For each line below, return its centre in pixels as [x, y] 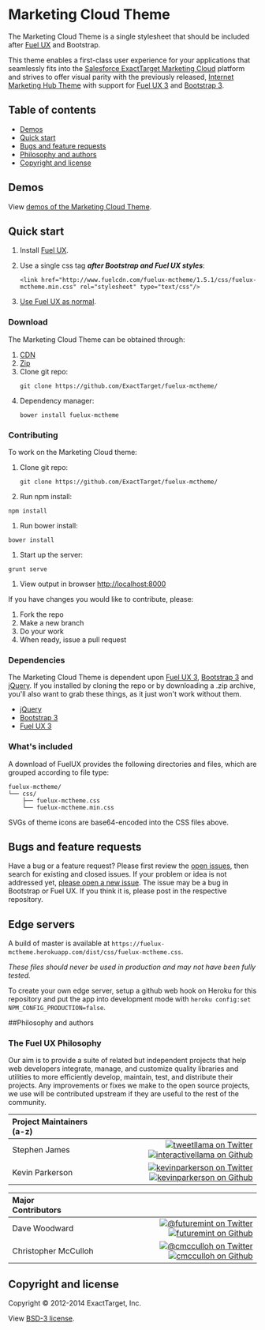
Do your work [42, 631]
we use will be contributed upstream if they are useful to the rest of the [123, 1094]
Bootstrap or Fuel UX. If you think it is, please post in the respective [118, 891]
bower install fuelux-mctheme [69, 415]
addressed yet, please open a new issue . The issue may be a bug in [118, 883]
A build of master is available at [59, 943]
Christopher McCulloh [53, 1251]
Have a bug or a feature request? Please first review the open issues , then [129, 866]
